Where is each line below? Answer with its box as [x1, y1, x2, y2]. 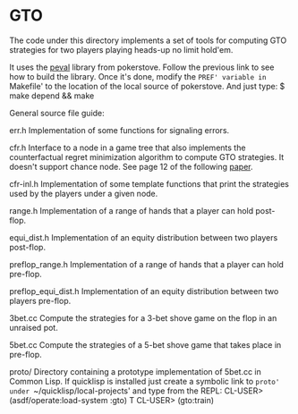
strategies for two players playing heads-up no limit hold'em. [9, 44, 234, 55]
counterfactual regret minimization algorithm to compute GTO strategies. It [9, 151, 285, 162]
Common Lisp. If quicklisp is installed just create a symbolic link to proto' [9, 376, 280, 386]
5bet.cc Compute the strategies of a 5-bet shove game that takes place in [9, 339, 282, 350]
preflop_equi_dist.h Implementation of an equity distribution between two [9, 285, 279, 296]
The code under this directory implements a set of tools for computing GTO [9, 35, 287, 46]
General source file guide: [9, 107, 105, 118]
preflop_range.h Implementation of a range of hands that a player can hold [9, 258, 285, 269]
